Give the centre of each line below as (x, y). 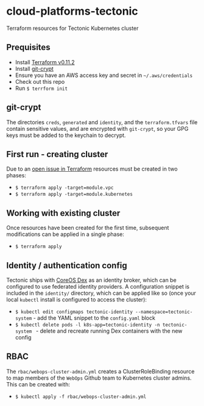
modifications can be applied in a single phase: (65, 234)
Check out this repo (40, 81)
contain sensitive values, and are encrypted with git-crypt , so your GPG (97, 128)
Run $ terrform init (41, 88)
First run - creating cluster (57, 154)
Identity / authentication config (67, 265)
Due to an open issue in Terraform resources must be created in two (92, 169)
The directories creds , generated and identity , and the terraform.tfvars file (102, 122)
